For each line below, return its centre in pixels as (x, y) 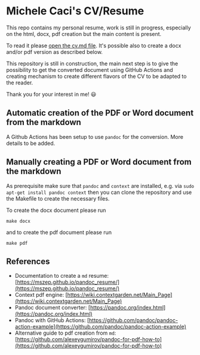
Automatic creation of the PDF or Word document (100, 113)
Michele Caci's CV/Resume (75, 11)
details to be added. (31, 143)
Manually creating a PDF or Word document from (99, 162)
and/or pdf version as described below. (55, 51)
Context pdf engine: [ (41, 295)
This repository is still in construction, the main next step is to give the (92, 63)
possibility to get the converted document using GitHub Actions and (90, 69)
